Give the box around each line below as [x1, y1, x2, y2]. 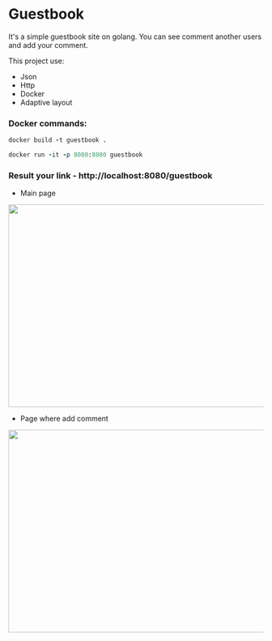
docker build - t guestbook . [8, 136, 107, 144]
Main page [19, 188, 57, 199]
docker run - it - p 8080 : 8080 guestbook [8, 151, 143, 159]
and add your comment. [8, 40, 89, 49]
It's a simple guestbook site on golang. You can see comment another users [8, 32, 261, 41]
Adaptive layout [19, 97, 73, 107]
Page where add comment [19, 414, 109, 424]
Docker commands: [8, 118, 87, 129]
